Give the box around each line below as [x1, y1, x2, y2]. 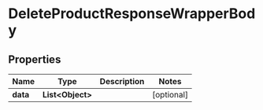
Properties [8, 53, 61, 66]
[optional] [152, 90, 189, 100]
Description [99, 76, 145, 86]
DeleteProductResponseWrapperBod [8, 5, 256, 23]
